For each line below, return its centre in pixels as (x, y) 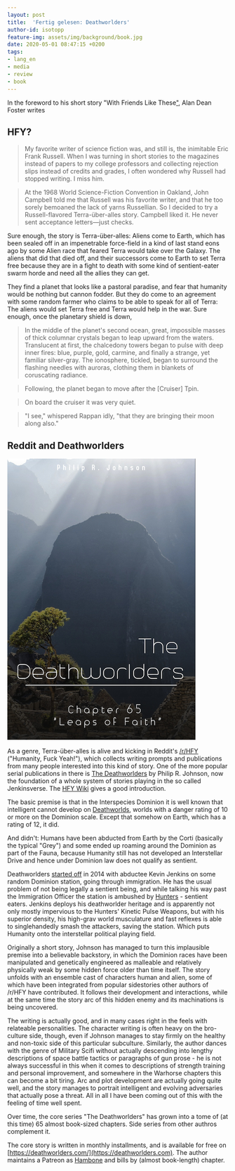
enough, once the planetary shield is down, (70, 317)
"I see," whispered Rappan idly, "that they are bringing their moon (119, 416)
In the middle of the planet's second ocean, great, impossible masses (125, 330)
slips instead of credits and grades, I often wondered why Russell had (125, 172)
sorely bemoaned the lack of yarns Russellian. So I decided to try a (121, 207)
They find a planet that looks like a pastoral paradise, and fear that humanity (117, 287)
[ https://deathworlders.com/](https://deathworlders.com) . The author (108, 1153)
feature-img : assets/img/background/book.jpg (75, 37)
